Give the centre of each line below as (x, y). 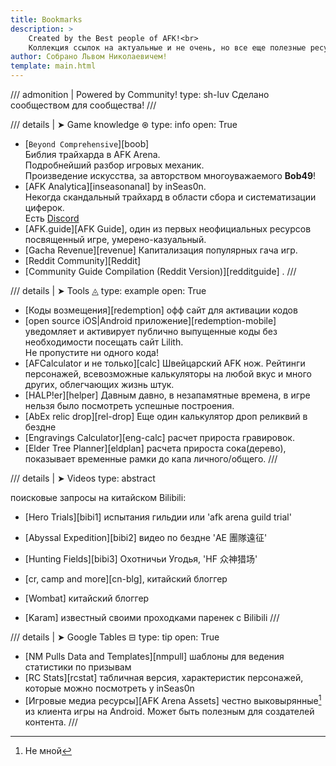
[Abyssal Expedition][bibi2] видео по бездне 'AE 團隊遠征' (146, 537)
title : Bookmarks (46, 19)
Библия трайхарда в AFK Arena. (92, 154)
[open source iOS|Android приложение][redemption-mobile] (150, 320)
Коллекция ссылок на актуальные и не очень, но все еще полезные (167, 47)
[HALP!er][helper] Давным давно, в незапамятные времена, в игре (167, 395)
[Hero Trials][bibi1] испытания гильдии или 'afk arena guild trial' (158, 517)
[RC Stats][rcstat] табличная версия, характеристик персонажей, (164, 677)
